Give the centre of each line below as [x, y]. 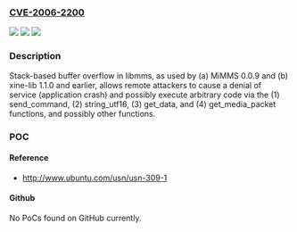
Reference [29, 158]
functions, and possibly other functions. [82, 113]
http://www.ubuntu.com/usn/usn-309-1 [95, 178]
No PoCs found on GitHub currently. [75, 218]
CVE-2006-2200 [47, 12]
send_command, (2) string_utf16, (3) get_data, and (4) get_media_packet [143, 104]
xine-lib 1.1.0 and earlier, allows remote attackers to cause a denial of [136, 85]
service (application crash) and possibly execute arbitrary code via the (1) [144, 95]
